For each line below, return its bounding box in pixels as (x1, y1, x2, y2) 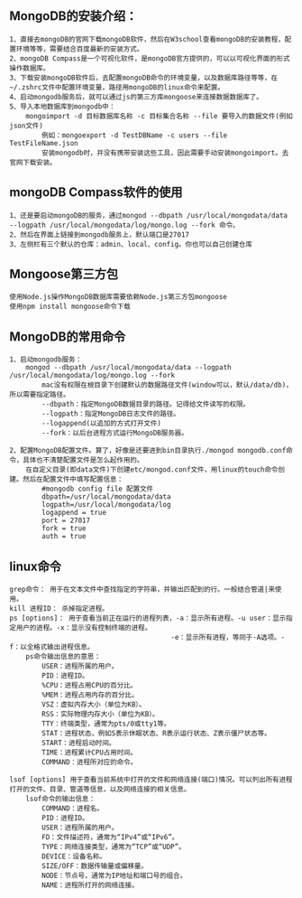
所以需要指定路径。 (9, 390, 70, 399)
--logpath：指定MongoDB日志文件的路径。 (41, 409, 180, 418)
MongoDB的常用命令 (9, 329, 126, 344)
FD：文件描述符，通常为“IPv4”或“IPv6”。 (41, 833, 179, 842)
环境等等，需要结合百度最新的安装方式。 (15, 44, 144, 53)
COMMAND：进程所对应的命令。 (41, 758, 138, 767)
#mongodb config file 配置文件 (41, 484, 154, 494)
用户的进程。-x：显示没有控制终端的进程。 (15, 623, 152, 632)
